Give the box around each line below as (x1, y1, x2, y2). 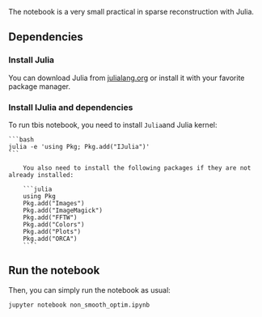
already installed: (8, 171, 74, 179)
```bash (8, 135, 35, 144)
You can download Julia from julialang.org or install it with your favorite (8, 73, 245, 82)
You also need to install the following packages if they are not (23, 163, 251, 172)
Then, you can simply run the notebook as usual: (8, 285, 171, 294)
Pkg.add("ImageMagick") (23, 206, 104, 214)
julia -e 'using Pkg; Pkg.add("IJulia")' (8, 142, 150, 150)
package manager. (8, 81, 71, 91)
